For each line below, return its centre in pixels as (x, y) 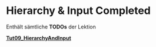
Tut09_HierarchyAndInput (39, 38)
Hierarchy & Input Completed (79, 11)
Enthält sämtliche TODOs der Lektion (51, 27)
